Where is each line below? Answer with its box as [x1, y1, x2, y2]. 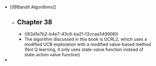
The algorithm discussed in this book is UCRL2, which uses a [24, 36, 147, 42]
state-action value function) [24, 51, 80, 57]
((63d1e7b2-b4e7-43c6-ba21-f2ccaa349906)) [24, 31, 118, 37]
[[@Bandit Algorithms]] [9, 4, 56, 10]
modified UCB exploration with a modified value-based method [24, 41, 151, 47]
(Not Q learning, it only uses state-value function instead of [24, 46, 144, 52]
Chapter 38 [17, 18, 53, 26]
